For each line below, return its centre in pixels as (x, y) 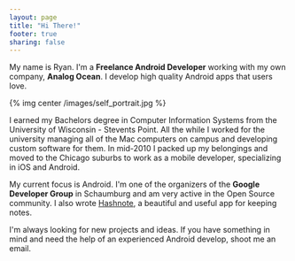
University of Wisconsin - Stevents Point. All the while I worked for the (137, 130)
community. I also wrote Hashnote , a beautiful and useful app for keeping (143, 203)
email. (20, 249)
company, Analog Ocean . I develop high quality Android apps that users (141, 77)
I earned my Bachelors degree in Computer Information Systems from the (143, 120)
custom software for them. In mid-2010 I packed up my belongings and (139, 149)
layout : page (33, 17)
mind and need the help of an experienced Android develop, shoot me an (143, 239)
